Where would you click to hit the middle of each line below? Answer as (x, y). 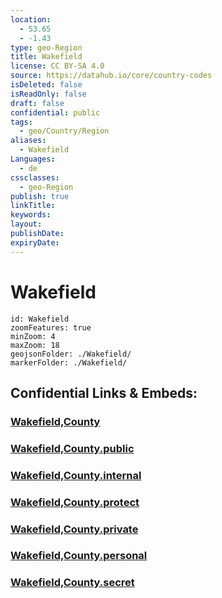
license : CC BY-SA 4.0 (57, 66)
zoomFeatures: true (51, 327)
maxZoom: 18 (35, 345)
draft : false (37, 103)
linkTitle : (33, 206)
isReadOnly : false (48, 94)
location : (31, 19)
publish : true (40, 196)
